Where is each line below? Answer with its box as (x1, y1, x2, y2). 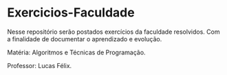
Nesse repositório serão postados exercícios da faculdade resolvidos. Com (7, 28, 220, 36)
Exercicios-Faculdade (7, 5, 136, 21)
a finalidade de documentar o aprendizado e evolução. (7, 34, 162, 43)
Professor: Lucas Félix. (7, 61, 72, 69)
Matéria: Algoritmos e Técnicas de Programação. (7, 48, 146, 56)
